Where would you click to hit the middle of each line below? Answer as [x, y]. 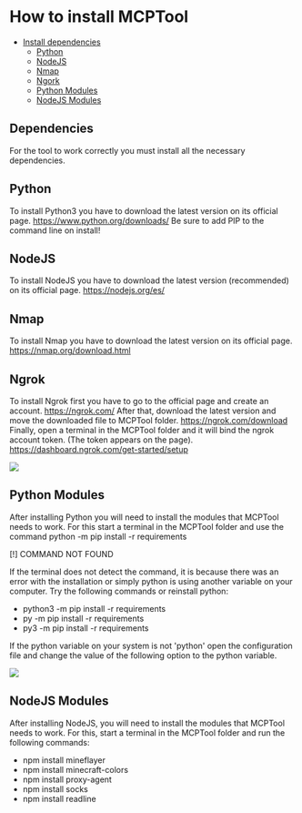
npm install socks [55, 788]
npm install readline [60, 798]
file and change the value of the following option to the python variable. [143, 655]
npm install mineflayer [64, 760]
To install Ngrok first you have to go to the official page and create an [139, 401]
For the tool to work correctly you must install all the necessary [127, 150]
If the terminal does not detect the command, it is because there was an [144, 572]
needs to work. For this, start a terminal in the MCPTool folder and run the [147, 732]
